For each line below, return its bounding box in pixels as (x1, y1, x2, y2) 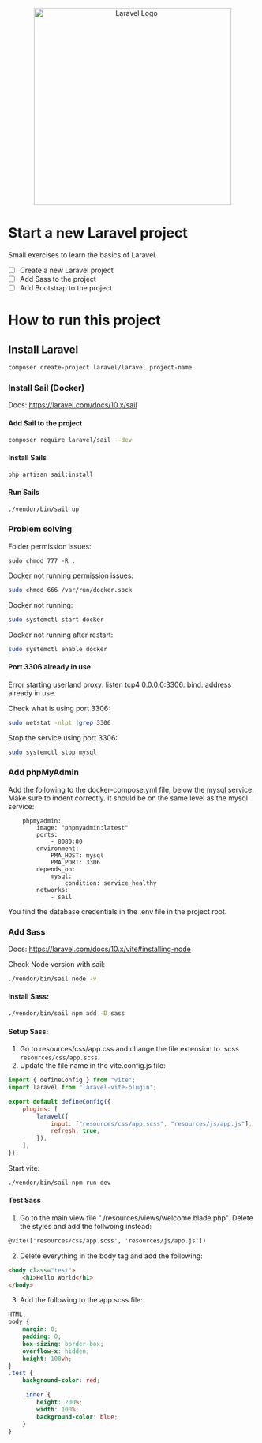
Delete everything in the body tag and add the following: (19, 1251, 203, 1261)
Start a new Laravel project (8, 224, 188, 242)
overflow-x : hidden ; (22, 1347, 90, 1355)
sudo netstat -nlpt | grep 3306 (8, 718, 111, 726)
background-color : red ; (22, 1377, 101, 1385)
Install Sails (8, 452, 47, 462)
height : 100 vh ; (22, 1355, 73, 1362)
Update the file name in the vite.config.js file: (19, 1061, 166, 1070)
